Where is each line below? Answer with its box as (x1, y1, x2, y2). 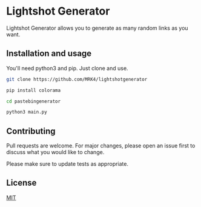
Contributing (6, 126, 56, 136)
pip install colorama (6, 87, 61, 93)
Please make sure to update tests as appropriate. (6, 160, 129, 168)
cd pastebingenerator (6, 98, 61, 104)
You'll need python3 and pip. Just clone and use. (6, 64, 128, 72)
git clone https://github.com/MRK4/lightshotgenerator (6, 76, 148, 83)
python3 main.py (6, 109, 47, 115)
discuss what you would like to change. (6, 149, 105, 156)
